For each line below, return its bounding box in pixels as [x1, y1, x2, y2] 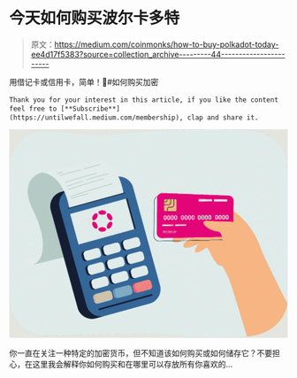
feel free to [9, 104, 57, 113]
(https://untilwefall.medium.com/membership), [9, 112, 184, 122]
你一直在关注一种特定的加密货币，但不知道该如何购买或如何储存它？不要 [9, 348, 272, 359]
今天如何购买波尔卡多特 [9, 8, 180, 28]
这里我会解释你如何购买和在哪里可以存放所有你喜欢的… [32, 359, 233, 370]
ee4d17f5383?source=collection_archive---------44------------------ [30, 49, 286, 59]
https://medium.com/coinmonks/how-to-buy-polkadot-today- [54, 39, 279, 50]
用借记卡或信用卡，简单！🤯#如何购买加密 [9, 76, 159, 87]
